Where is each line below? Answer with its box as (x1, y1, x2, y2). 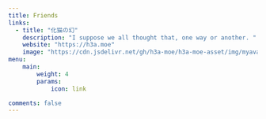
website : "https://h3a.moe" (22, 41, 115, 49)
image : (22, 48, 44, 56)
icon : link (50, 84, 87, 93)
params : (36, 77, 62, 85)
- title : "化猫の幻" (15, 26, 78, 34)
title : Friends (8, 11, 59, 20)
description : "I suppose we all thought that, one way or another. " (22, 33, 257, 42)
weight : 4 (36, 70, 69, 78)
